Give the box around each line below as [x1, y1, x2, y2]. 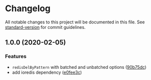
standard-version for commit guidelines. [5, 24, 86, 30]
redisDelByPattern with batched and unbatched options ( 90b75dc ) [12, 64, 147, 70]
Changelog [5, 3, 51, 14]
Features [5, 53, 27, 60]
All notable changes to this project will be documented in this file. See [5, 19, 145, 25]
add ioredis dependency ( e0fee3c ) [12, 69, 82, 75]
